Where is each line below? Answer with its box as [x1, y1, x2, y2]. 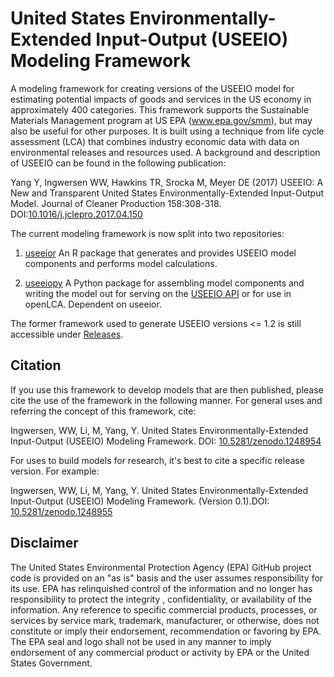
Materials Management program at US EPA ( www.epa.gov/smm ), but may [10, 114, 313, 126]
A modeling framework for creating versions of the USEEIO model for [10, 82, 295, 94]
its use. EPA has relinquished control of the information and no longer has [10, 582, 313, 594]
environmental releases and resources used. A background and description [10, 146, 321, 158]
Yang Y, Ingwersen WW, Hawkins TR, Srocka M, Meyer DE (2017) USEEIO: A [10, 176, 324, 188]
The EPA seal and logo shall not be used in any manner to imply [10, 635, 272, 647]
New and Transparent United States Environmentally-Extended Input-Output [10, 187, 325, 199]
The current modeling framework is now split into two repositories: [10, 227, 285, 239]
